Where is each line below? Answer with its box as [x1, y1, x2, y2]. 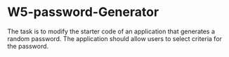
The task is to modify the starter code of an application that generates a [7, 27, 216, 35]
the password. [7, 42, 49, 50]
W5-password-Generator [7, 4, 159, 20]
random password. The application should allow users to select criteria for [7, 34, 223, 42]
